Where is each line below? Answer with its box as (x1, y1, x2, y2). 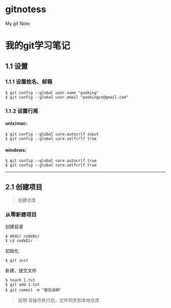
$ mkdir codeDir (5, 234, 40, 239)
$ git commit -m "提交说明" (5, 288, 62, 293)
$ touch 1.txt (5, 278, 36, 283)
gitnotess (5, 4, 47, 15)
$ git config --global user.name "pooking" (5, 90, 99, 95)
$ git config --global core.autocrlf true (5, 158, 97, 164)
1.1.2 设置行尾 (5, 107, 39, 114)
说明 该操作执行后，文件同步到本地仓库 (17, 297, 100, 303)
